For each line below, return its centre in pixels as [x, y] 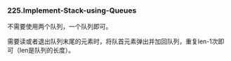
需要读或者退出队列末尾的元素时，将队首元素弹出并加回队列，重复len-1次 [113, 41]
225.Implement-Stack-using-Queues [72, 11]
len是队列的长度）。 [47, 50]
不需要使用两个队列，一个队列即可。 [60, 27]
